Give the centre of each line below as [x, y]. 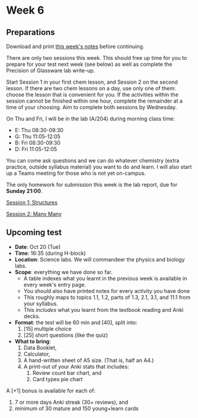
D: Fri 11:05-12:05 [36, 149]
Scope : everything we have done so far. [63, 272]
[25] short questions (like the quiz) [66, 335]
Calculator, [37, 354]
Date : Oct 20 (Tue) [38, 247]
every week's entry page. [55, 285]
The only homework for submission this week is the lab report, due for [92, 185]
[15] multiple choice [48, 328]
